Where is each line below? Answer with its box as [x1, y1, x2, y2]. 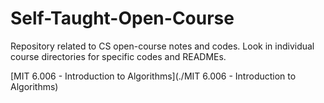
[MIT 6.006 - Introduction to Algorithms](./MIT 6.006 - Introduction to [10, 70, 297, 82]
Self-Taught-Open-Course [10, 7, 235, 30]
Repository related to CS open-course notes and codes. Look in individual [10, 40, 315, 52]
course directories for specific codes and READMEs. [10, 50, 227, 62]
